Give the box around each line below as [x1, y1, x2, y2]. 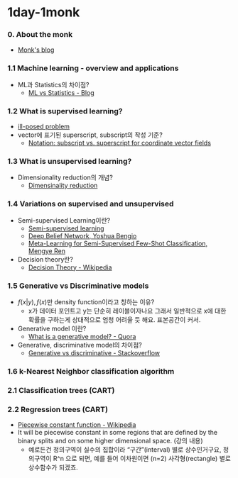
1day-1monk [7, 4, 80, 21]
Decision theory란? [17, 255, 73, 263]
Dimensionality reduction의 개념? [17, 173, 114, 182]
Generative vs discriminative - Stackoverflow [28, 348, 161, 357]
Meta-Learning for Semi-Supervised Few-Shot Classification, [28, 239, 208, 248]
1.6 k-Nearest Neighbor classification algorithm [7, 366, 175, 376]
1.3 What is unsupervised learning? [7, 157, 132, 166]
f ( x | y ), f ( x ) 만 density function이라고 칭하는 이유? [17, 297, 155, 306]
